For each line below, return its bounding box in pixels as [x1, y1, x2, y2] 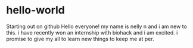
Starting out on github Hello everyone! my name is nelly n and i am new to [6, 23, 188, 30]
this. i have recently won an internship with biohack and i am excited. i [6, 29, 178, 36]
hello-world [6, 4, 66, 17]
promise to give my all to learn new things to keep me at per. [6, 35, 154, 42]
